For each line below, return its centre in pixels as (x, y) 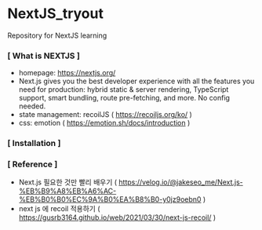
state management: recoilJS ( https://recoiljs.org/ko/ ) (106, 115)
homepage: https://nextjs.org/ (67, 73)
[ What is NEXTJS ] (44, 56)
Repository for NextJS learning (57, 35)
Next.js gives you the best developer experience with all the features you (136, 81)
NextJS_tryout (55, 14)
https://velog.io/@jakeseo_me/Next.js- (181, 182)
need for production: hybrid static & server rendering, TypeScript (124, 89)
